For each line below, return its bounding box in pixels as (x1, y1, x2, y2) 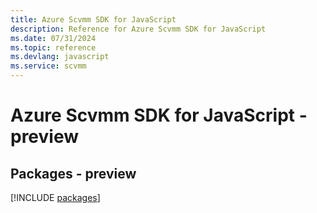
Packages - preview (10, 165, 137, 182)
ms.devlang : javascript (10, 52, 110, 62)
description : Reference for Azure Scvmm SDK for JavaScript (10, 24, 267, 34)
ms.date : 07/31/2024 (10, 33, 97, 43)
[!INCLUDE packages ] (10, 192, 101, 203)
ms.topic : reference (10, 42, 97, 53)
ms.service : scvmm (10, 61, 87, 71)
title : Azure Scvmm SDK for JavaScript (10, 14, 177, 25)
